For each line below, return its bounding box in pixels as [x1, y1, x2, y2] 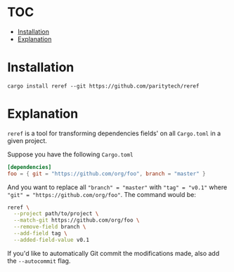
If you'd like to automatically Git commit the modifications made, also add [7, 249, 220, 257]
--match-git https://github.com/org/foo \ [13, 217, 140, 224]
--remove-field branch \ [13, 224, 86, 231]
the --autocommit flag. [7, 257, 71, 265]
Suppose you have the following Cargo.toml [7, 150, 134, 158]
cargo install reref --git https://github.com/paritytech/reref [7, 82, 200, 90]
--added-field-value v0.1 [13, 236, 90, 243]
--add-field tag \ [13, 230, 68, 237]
